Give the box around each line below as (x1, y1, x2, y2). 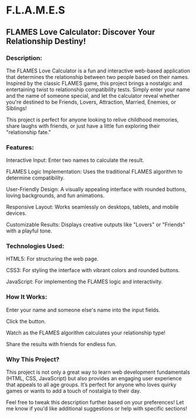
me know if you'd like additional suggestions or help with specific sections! (6, 405, 188, 412)
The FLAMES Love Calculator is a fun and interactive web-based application (6, 67, 191, 74)
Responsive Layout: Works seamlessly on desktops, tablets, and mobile (6, 204, 179, 211)
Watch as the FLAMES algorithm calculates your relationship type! (6, 329, 166, 336)
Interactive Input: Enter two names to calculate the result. (6, 157, 144, 164)
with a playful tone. (6, 227, 53, 234)
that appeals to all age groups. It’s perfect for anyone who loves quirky (6, 381, 177, 389)
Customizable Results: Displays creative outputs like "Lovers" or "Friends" (6, 221, 185, 228)
